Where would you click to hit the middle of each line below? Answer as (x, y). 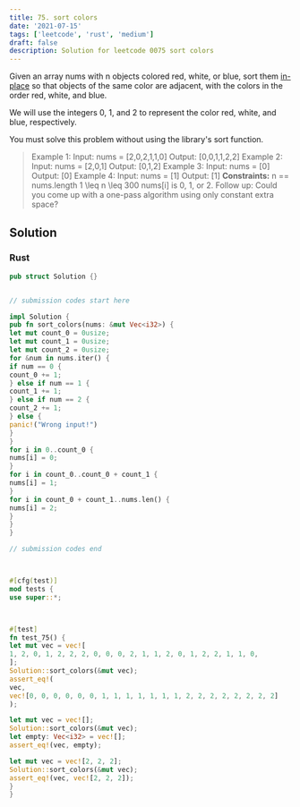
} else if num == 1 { (50, 383)
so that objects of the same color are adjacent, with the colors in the (157, 86)
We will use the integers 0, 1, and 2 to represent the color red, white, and (143, 113)
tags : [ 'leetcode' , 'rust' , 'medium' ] (81, 34)
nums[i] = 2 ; (34, 508)
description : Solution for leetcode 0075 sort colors (112, 51)
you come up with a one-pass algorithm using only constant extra (153, 195)
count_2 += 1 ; (36, 408)
